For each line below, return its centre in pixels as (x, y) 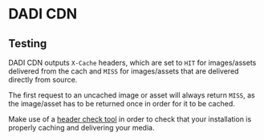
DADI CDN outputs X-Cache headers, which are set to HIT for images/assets (132, 62)
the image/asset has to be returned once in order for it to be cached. (122, 104)
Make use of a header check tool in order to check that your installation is (130, 119)
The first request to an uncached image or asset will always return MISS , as (132, 95)
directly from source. (43, 80)
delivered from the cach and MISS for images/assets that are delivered (124, 71)
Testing (28, 44)
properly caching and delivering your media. (81, 128)
